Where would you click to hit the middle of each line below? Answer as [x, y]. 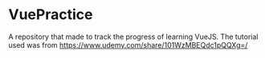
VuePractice [51, 15]
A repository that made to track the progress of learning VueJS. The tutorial [133, 37]
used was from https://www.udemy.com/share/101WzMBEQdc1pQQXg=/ [128, 44]
